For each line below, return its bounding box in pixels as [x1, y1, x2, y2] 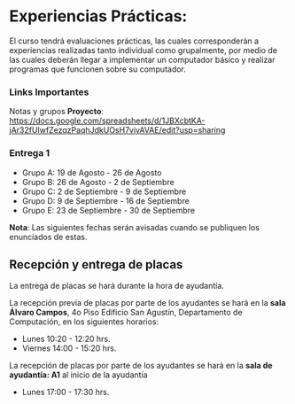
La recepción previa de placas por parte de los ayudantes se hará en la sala [9, 298, 286, 308]
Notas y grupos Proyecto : [9, 106, 105, 117]
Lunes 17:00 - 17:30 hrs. [21, 387, 110, 398]
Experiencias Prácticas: [9, 6, 188, 27]
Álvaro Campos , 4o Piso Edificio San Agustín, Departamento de [9, 307, 243, 318]
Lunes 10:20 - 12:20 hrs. [21, 334, 111, 345]
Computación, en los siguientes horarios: [9, 316, 159, 327]
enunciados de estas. [9, 231, 88, 242]
